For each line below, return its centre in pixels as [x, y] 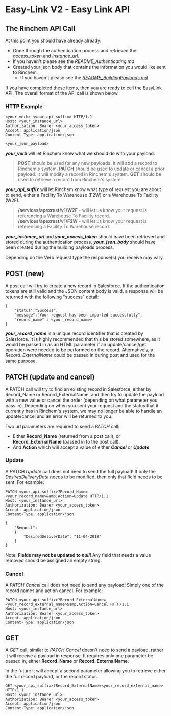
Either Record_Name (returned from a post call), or [67, 436]
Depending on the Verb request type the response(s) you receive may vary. [85, 258]
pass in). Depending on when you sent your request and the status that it [82, 405]
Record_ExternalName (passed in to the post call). [66, 441]
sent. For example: [25, 482]
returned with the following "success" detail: [52, 297]
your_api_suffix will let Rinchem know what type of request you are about [83, 189]
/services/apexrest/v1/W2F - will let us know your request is [82, 210]
